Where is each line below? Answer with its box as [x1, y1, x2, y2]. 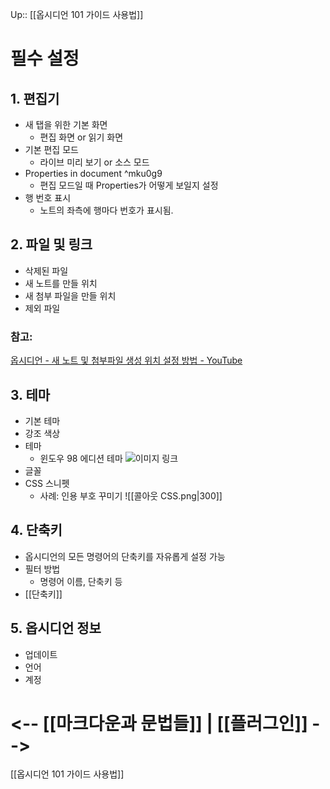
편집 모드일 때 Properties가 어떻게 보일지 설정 [39, 179, 219, 191]
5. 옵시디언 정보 [10, 620, 102, 637]
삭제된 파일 [24, 264, 69, 277]
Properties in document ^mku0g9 [24, 168, 163, 179]
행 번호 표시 [24, 192, 72, 203]
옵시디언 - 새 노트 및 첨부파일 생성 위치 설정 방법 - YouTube [10, 354, 243, 367]
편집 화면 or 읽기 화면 [39, 131, 124, 143]
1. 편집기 [10, 90, 60, 107]
